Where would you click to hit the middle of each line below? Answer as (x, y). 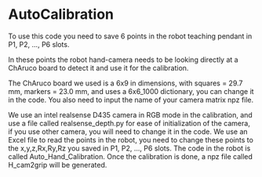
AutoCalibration (61, 14)
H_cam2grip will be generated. (58, 164)
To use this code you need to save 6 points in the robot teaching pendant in (130, 36)
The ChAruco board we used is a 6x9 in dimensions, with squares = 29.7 (126, 83)
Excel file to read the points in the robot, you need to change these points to (131, 139)
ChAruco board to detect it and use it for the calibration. (98, 67)
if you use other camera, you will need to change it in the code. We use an (128, 132)
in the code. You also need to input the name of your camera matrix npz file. (131, 99)
